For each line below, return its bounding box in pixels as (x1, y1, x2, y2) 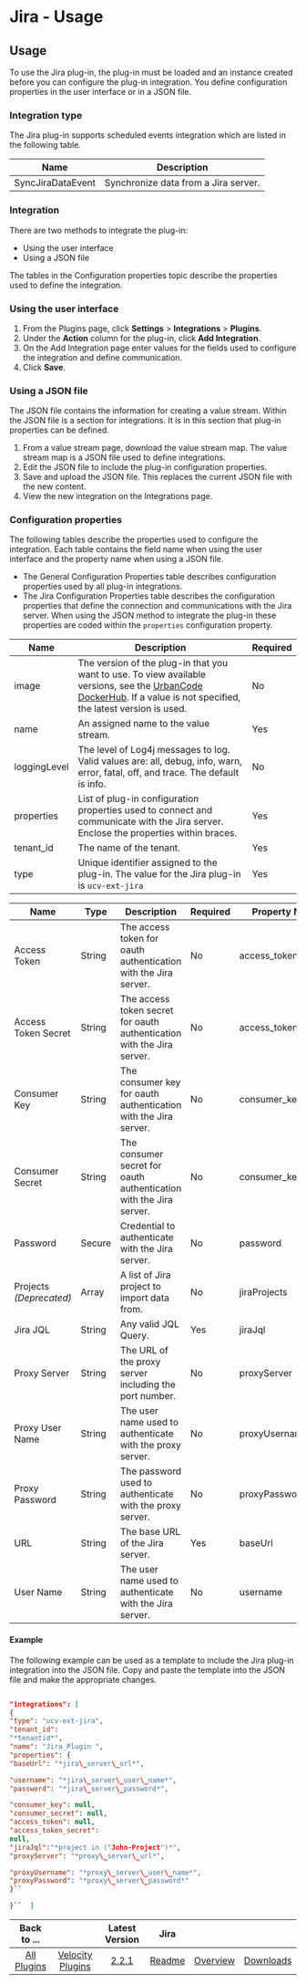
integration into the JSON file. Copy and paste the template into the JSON (9, 1664, 285, 1676)
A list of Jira (119, 1269, 171, 1281)
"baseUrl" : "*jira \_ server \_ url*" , (9, 1759, 145, 1768)
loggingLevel (14, 760, 70, 773)
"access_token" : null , (9, 1818, 96, 1827)
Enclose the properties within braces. (77, 827, 238, 840)
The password (119, 1465, 182, 1478)
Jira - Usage (9, 6, 104, 27)
